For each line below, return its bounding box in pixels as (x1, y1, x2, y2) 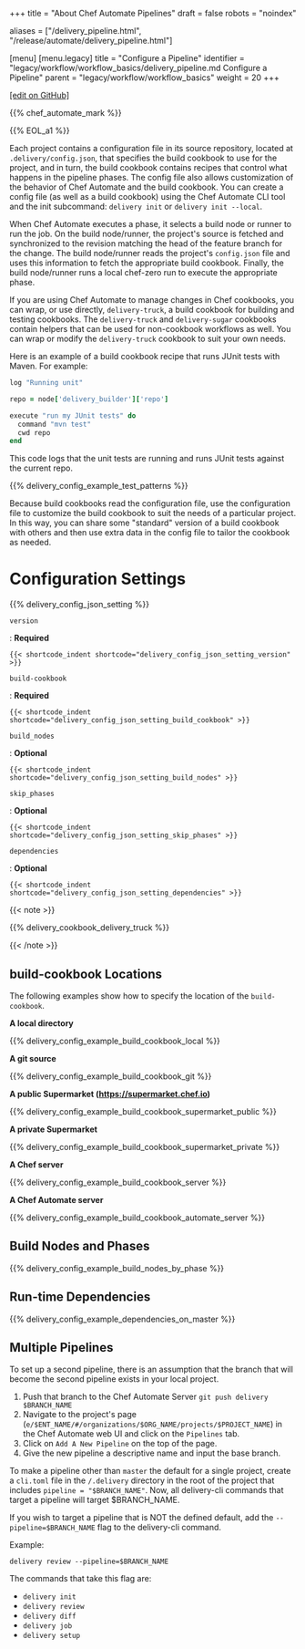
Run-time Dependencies (9, 1290, 151, 1305)
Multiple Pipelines (9, 1340, 114, 1355)
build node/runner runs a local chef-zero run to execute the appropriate (9, 267, 278, 277)
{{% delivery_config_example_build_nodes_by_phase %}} (9, 1262, 225, 1273)
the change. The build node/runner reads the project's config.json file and (9, 248, 290, 258)
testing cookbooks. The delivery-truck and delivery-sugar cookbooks (9, 314, 277, 325)
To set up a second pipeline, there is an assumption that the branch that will (9, 1364, 294, 1375)
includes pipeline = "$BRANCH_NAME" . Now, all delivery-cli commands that (9, 1485, 284, 1496)
